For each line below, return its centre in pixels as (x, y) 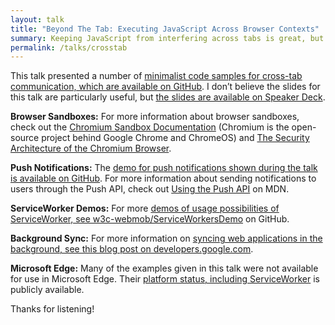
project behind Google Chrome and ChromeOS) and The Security (175, 138)
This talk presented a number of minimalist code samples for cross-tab (156, 76)
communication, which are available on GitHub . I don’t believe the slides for (165, 87)
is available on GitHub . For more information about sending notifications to (163, 178)
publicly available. (47, 290)
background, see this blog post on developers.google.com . (132, 249)
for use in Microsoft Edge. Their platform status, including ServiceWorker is (165, 279)
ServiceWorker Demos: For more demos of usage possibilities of (145, 208)
